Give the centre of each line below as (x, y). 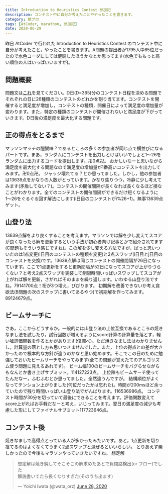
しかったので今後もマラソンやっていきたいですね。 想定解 (65, 453)
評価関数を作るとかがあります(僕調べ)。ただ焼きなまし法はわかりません (88, 341)
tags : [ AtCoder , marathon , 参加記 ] (41, 24)
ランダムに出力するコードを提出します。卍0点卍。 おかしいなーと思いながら (84, 161)
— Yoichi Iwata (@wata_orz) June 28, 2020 (62, 486)
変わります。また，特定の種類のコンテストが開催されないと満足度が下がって (84, 112)
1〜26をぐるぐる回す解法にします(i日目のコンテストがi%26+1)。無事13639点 (84, 199)
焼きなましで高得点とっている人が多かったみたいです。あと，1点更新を (78, 441)
